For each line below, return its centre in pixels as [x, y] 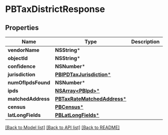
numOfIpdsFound [29, 82]
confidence [22, 66]
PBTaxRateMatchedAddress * [90, 99]
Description [145, 42]
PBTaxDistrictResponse [55, 9]
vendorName [24, 50]
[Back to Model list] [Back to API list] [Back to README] [62, 127]
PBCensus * [69, 107]
